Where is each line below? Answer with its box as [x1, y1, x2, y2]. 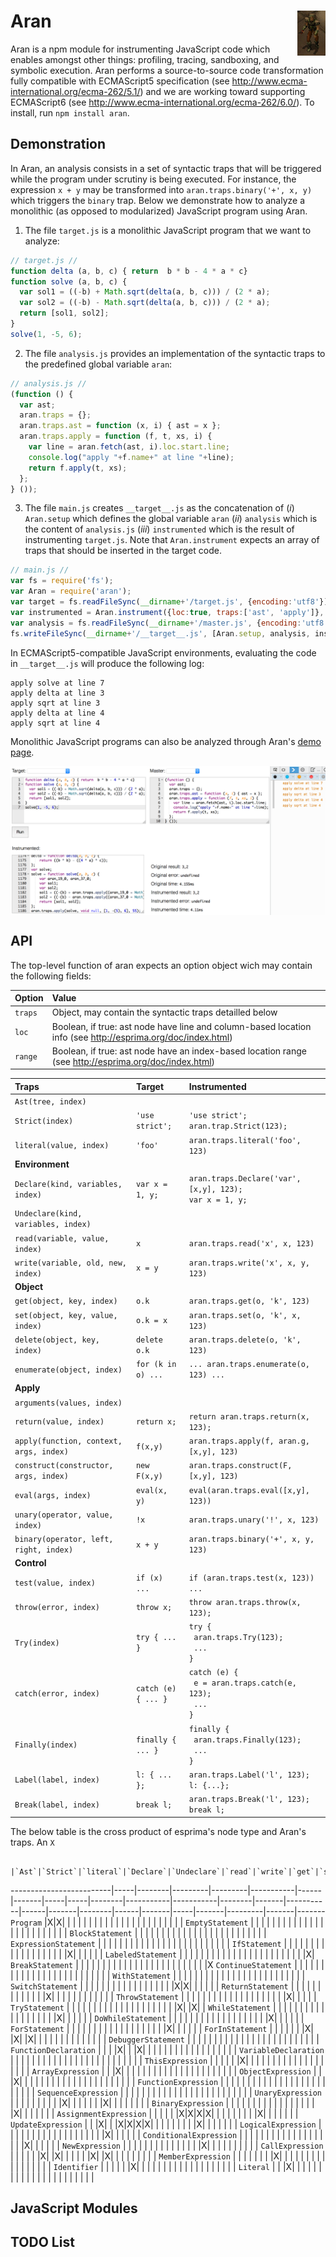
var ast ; [19, 400, 56, 410]
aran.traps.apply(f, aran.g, [188, 1436, 310, 1447]
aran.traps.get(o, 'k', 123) [188, 1296, 310, 1307]
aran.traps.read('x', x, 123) [188, 1239, 315, 1249]
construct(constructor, [14, 1461, 114, 1471]
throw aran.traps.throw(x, [188, 1597, 302, 1607]
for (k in [135, 1360, 177, 1370]
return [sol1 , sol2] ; [19, 308, 110, 319]
